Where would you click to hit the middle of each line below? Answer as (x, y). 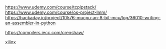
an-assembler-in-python (30, 23)
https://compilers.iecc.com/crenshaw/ (44, 32)
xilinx (10, 42)
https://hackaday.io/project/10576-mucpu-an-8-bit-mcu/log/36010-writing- (83, 18)
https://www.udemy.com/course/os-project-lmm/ (56, 12)
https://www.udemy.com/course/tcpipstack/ (51, 7)
